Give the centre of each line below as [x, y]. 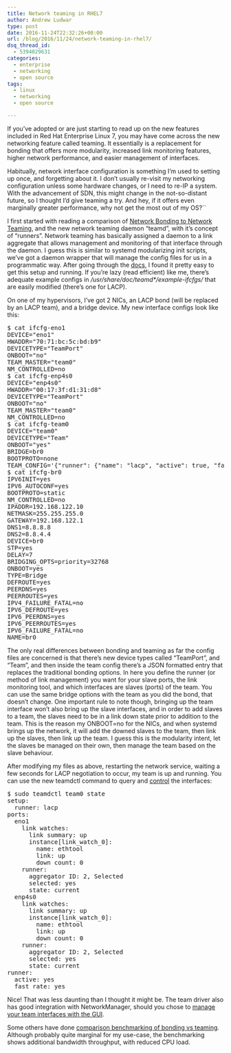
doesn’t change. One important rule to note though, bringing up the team [110, 702]
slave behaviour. [30, 752]
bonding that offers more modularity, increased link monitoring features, [109, 150]
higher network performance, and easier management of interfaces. [104, 158]
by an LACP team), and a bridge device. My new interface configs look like [113, 307]
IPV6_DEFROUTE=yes [38, 610]
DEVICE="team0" [33, 431]
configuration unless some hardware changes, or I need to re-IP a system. [112, 186]
